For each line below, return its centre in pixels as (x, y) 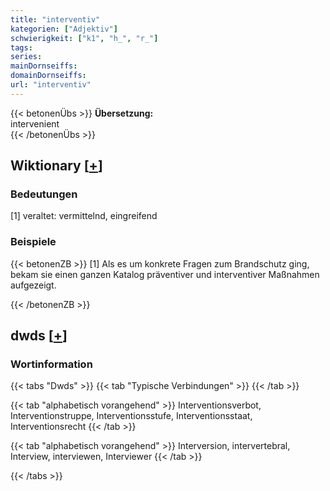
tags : (21, 47)
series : (26, 57)
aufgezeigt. (33, 285)
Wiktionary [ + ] (56, 166)
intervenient (35, 123)
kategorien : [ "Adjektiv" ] (64, 29)
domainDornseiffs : (48, 76)
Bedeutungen (44, 194)
